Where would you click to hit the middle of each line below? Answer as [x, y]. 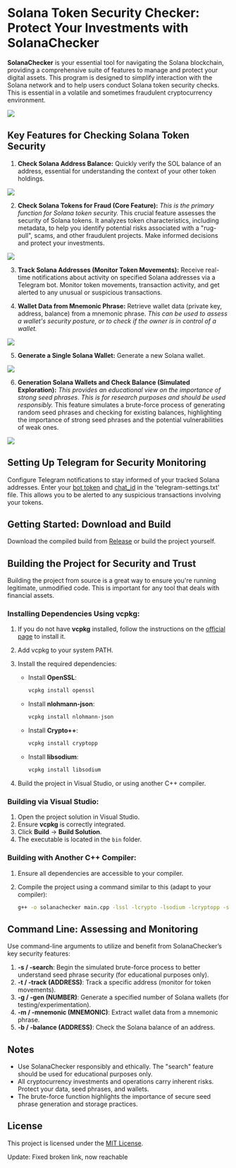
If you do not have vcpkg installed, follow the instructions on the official [121, 629]
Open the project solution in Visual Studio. [79, 817]
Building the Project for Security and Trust [102, 564]
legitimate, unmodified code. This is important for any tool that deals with [113, 588]
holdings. [31, 179]
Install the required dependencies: [67, 664]
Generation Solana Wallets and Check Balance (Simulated [104, 382]
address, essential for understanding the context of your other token [117, 171]
